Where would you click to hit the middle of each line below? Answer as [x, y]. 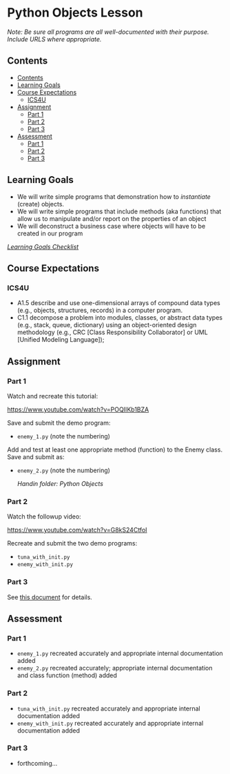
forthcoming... [37, 763]
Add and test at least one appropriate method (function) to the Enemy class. [115, 449]
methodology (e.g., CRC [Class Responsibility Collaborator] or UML [112, 332]
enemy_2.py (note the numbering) [63, 470]
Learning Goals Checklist [43, 246]
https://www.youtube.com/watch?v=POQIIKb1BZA [78, 409]
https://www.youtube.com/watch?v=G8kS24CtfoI [77, 530]
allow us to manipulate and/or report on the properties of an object [112, 218]
